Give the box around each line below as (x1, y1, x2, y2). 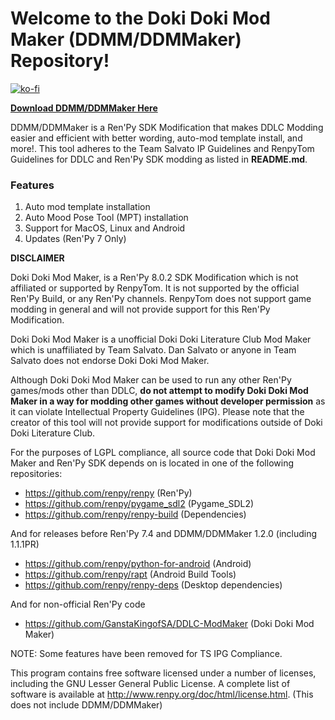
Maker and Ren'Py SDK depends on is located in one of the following (10, 457, 294, 469)
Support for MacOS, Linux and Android (24, 222, 186, 234)
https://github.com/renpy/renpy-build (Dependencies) (24, 508, 247, 521)
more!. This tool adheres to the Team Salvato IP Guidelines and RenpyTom (10, 142, 315, 154)
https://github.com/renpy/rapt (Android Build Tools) (24, 568, 237, 581)
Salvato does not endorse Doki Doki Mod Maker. (10, 355, 210, 367)
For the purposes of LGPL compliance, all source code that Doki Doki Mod (10, 447, 316, 459)
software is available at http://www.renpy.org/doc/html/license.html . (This (10, 688, 314, 701)
